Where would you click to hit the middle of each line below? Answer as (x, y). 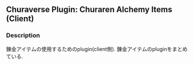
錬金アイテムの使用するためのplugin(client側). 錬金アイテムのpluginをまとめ (97, 49)
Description (23, 36)
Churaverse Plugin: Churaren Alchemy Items (89, 10)
